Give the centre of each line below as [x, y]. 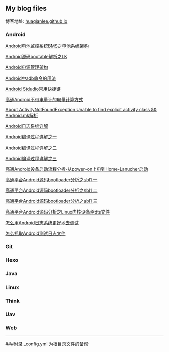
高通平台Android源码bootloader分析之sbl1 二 [51, 190]
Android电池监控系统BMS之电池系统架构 [47, 46]
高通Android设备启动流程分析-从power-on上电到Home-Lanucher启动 [77, 169]
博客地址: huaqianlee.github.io [36, 21]
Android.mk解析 [22, 116]
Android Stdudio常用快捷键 [33, 89]
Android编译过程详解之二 [31, 148]
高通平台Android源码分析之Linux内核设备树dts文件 [58, 212]
